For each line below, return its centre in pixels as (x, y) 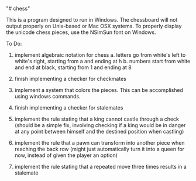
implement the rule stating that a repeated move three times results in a (101, 167)
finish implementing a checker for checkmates (71, 79)
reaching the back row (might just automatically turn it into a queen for (99, 149)
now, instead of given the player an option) (66, 155)
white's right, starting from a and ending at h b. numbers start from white (102, 61)
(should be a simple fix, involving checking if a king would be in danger (100, 125)
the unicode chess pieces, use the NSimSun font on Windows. (81, 32)
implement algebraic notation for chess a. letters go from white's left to (100, 55)
